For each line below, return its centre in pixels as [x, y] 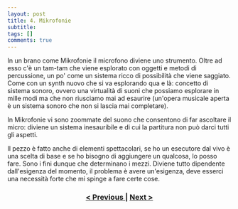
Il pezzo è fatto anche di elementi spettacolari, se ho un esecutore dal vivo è [119, 149]
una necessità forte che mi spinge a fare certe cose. [83, 179]
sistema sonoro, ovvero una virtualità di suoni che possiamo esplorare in [113, 91]
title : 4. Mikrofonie [39, 21]
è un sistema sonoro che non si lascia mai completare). [88, 106]
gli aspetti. [22, 135]
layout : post [27, 14]
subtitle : [22, 27]
